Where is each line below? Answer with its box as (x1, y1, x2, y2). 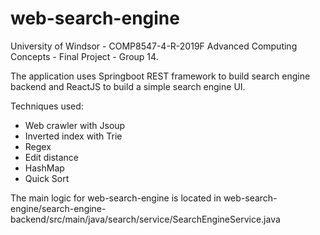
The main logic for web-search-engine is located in (10, 192, 222, 204)
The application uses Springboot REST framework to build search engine (10, 70, 311, 82)
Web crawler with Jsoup (24, 119, 126, 131)
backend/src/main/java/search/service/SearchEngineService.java (10, 213, 281, 225)
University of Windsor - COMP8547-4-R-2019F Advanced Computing (10, 40, 298, 52)
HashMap (24, 162, 65, 174)
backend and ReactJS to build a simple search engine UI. (10, 80, 246, 92)
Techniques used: (10, 100, 84, 112)
